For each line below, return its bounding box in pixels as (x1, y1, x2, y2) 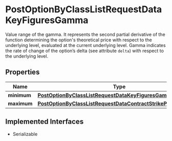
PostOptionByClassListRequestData (5, 4, 162, 15)
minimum (8, 91, 32, 99)
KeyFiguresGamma (5, 14, 89, 26)
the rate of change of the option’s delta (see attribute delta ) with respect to (5, 48, 164, 54)
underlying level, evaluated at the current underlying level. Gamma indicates (5, 42, 166, 48)
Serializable (12, 131, 38, 137)
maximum (8, 100, 33, 107)
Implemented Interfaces (5, 118, 84, 126)
